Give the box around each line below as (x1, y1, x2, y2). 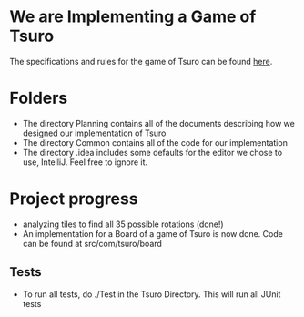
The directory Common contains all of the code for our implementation (22, 137, 289, 148)
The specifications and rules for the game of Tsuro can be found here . (9, 56, 273, 66)
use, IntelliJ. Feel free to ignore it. (22, 157, 148, 168)
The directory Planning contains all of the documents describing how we (22, 118, 296, 128)
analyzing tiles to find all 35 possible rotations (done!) (22, 219, 225, 230)
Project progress (9, 189, 138, 210)
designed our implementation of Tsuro (22, 128, 167, 138)
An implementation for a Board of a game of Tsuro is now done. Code (22, 228, 284, 239)
